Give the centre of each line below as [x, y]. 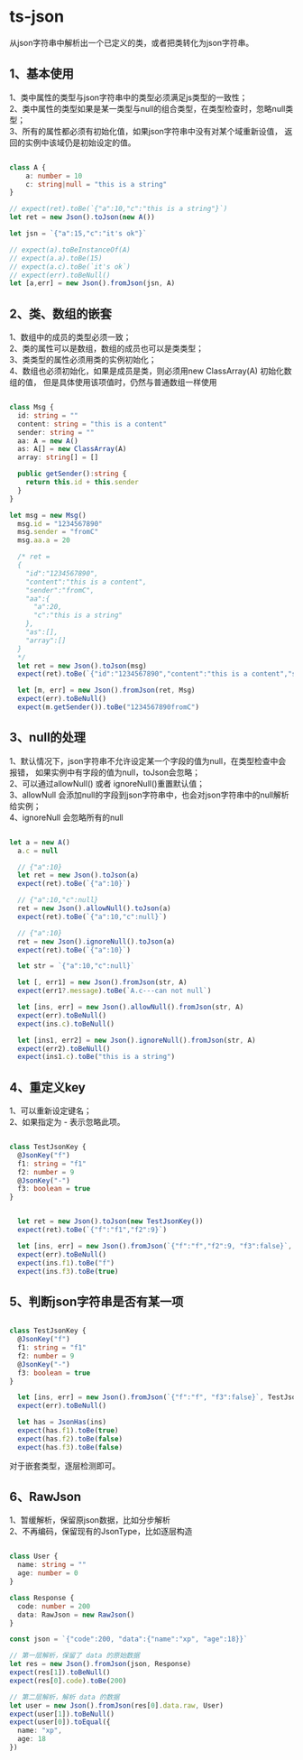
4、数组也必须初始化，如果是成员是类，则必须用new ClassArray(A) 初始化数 [151, 371]
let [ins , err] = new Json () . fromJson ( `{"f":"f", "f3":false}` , [141, 1397]
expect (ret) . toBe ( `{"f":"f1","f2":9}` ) [92, 1230]
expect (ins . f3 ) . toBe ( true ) [68, 1271]
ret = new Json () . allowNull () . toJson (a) [94, 908]
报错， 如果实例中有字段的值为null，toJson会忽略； [105, 772]
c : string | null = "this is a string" [96, 184]
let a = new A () [40, 842]
